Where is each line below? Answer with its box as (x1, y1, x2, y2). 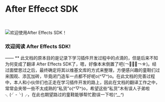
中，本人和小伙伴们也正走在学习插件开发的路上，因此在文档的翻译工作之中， (5, 80, 160, 85)
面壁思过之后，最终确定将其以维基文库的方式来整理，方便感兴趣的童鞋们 (9, 67, 156, 73)
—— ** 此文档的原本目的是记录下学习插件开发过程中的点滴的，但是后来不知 (5, 55, 158, 61)
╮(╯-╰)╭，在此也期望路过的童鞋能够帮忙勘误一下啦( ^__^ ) (5, 92, 124, 98)
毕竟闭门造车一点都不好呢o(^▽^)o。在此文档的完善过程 (43, 73, 156, 79)
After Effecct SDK (5, 3, 79, 15)
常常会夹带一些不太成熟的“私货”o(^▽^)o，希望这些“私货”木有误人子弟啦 (5, 85, 150, 91)
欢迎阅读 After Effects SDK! (5, 43, 71, 50)
